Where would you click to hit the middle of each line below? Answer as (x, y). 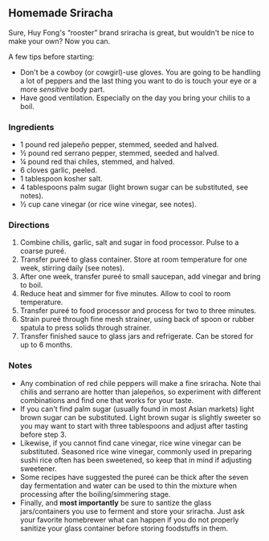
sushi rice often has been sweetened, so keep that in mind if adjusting (136, 460)
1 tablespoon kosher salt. (61, 179)
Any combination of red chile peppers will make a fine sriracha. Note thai (140, 383)
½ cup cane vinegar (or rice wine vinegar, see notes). (108, 205)
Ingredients (31, 127)
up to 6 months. (46, 345)
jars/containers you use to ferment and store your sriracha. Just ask (132, 511)
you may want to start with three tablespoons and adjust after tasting (134, 425)
